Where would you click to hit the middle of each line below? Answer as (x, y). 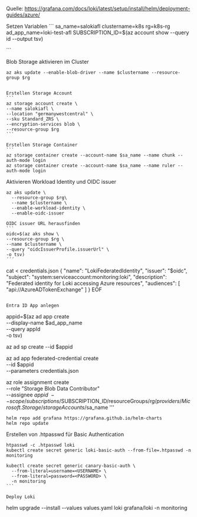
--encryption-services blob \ (43, 124)
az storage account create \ (42, 103)
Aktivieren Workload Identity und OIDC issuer (61, 182)
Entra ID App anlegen (33, 305)
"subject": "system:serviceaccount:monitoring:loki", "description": (86, 277)
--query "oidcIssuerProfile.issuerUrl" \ (58, 249)
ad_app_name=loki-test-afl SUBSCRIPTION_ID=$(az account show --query (98, 32)
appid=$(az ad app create (38, 316)
